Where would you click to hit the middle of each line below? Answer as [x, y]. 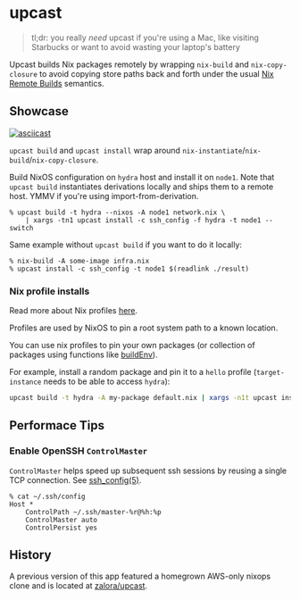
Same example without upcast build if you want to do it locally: [126, 245]
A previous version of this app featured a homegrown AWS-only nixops [140, 576]
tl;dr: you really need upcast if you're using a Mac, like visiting [145, 37]
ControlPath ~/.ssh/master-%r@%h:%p [94, 512]
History [30, 555]
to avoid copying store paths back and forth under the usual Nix [157, 73]
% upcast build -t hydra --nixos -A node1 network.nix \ [117, 212]
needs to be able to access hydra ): [107, 381]
